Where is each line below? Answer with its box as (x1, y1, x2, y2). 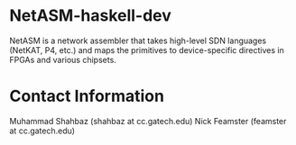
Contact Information (9, 86, 165, 106)
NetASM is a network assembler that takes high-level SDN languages (9, 35, 267, 46)
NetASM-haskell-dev (9, 5, 171, 26)
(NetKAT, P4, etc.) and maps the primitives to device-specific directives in (9, 44, 284, 55)
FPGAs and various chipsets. (9, 54, 117, 65)
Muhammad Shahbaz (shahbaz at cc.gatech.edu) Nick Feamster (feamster (9, 115, 287, 126)
